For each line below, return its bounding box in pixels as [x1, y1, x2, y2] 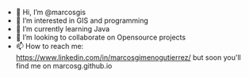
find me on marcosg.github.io [15, 61, 113, 70]
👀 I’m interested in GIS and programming [15, 16, 149, 25]
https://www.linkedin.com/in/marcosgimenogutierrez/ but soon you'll [15, 53, 242, 62]
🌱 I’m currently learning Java [15, 24, 110, 33]
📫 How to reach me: [15, 42, 84, 50]
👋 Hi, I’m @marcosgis [15, 8, 86, 17]
